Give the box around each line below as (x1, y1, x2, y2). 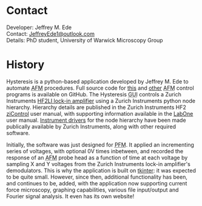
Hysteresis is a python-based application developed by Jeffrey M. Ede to (6, 78, 189, 85)
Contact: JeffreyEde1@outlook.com (6, 30, 95, 37)
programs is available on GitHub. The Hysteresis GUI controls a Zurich (6, 90, 182, 98)
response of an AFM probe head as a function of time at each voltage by (6, 154, 188, 161)
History (6, 58, 45, 71)
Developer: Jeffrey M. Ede (6, 24, 72, 31)
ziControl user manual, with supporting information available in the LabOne (6, 110, 194, 117)
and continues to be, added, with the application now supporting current (6, 179, 187, 187)
